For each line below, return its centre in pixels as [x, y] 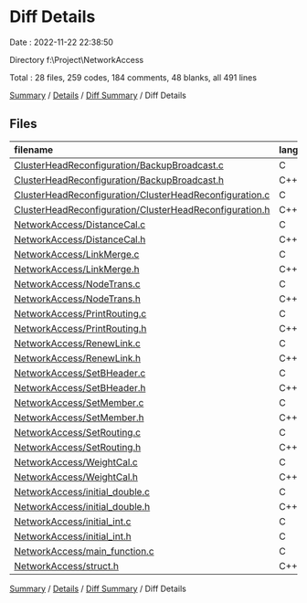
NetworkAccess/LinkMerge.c [77, 254]
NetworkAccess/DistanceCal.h [80, 239]
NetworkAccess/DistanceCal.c [80, 224]
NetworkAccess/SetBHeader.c [80, 373]
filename [34, 150]
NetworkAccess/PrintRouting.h [80, 328]
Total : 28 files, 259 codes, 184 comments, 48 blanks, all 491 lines [133, 77]
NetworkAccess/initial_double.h [82, 506]
